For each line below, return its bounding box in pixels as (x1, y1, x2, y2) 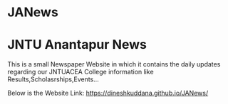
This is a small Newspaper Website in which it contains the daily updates (7, 60, 221, 69)
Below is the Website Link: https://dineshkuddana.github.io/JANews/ (7, 89, 209, 98)
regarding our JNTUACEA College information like (7, 68, 155, 76)
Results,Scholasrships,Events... (7, 75, 100, 83)
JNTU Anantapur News (7, 37, 147, 53)
